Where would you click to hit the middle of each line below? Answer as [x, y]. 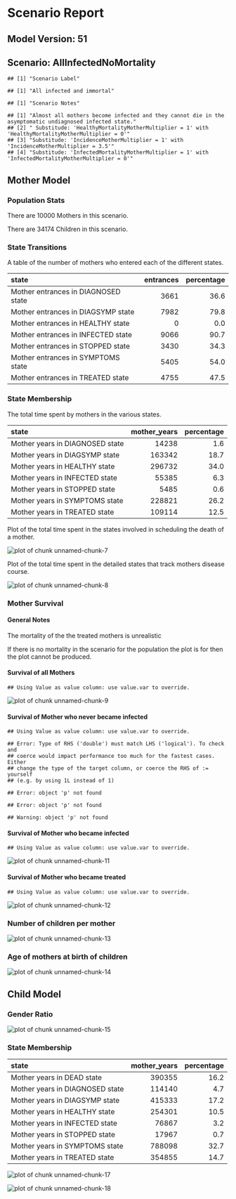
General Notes [29, 620]
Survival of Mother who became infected [68, 833]
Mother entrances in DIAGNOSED [66, 291]
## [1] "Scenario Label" [44, 79]
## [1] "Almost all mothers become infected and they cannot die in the [116, 116]
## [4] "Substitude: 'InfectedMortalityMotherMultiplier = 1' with [108, 152]
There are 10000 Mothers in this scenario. [68, 216]
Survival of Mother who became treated [67, 877]
